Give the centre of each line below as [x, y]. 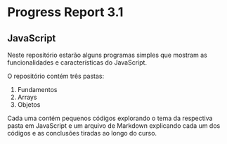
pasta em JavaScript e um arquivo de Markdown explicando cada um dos [114, 126]
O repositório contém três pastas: [56, 76]
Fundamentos [37, 90]
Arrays [27, 97]
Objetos [29, 105]
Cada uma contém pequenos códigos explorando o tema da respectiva [110, 118]
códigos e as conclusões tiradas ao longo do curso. [82, 133]
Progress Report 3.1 [65, 12]
